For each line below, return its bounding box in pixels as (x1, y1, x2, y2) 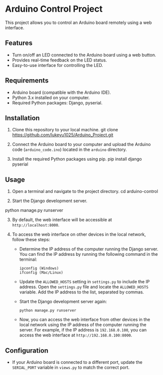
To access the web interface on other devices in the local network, (12, 231, 146, 237)
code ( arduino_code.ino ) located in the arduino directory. (12, 146, 127, 152)
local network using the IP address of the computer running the (19, 322, 147, 328)
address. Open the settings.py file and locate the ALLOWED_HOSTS (19, 284, 148, 290)
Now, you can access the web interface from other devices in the (19, 316, 150, 323)
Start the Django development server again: (19, 299, 107, 305)
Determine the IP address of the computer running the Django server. (19, 246, 159, 252)
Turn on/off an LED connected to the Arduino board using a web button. (12, 52, 157, 58)
